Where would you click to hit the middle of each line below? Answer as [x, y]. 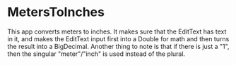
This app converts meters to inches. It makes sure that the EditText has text [117, 31]
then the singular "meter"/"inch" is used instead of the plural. [96, 54]
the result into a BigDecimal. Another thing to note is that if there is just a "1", [118, 46]
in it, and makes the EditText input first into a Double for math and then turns [118, 38]
